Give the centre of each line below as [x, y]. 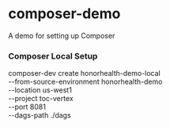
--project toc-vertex [41, 99]
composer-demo [64, 14]
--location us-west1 [40, 90]
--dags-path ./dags [40, 115]
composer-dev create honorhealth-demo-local [84, 73]
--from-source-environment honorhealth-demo [85, 82]
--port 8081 [27, 107]
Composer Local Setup [53, 56]
